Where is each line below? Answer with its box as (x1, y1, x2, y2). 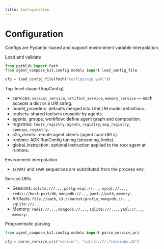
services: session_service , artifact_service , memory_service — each (12, 95, 153, 101)
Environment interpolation (5, 157, 57, 163)
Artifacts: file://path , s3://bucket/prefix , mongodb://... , (12, 196, 131, 201)
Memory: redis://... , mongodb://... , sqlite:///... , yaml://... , (12, 206, 144, 212)
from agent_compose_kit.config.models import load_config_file (5, 68, 137, 73)
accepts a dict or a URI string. (12, 100, 73, 106)
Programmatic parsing (5, 221, 50, 227)
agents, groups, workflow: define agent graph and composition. (12, 116, 141, 122)
